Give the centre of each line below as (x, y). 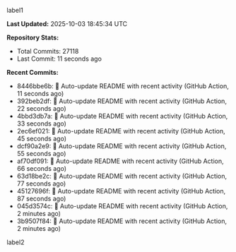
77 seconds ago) (41, 184)
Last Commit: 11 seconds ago (59, 59)
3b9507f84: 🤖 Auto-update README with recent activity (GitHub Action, (122, 221)
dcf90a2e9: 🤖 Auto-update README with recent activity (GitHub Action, (122, 146)
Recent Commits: (33, 72)
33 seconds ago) (41, 124)
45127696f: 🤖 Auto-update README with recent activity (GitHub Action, (121, 191)
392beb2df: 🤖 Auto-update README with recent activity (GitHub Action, (122, 101)
